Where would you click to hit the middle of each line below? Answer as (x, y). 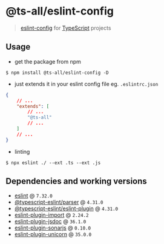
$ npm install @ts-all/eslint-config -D (57, 73)
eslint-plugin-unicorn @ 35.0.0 (53, 234)
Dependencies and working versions (77, 181)
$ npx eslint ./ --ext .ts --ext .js (53, 163)
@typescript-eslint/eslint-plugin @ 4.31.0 (66, 209)
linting (22, 151)
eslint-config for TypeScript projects (66, 28)
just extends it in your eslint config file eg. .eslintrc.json (86, 84)
